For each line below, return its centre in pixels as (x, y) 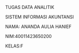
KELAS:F (14, 46)
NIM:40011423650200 (28, 36)
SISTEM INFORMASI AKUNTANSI (39, 17)
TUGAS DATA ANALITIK (30, 7)
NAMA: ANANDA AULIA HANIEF (38, 26)
